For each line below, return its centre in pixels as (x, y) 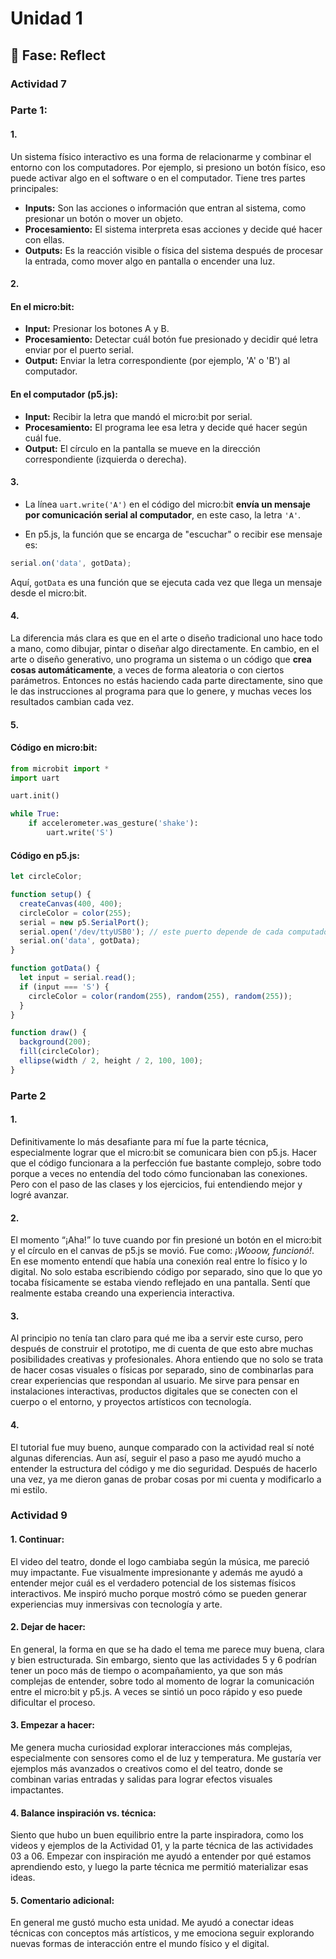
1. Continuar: (37, 1539)
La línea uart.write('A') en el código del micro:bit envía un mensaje (167, 504)
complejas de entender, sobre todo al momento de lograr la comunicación (162, 1681)
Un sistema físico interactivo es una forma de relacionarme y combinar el (161, 156)
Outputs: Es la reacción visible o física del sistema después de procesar (174, 250)
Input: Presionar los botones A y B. (97, 329)
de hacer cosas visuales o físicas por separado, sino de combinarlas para (162, 1370)
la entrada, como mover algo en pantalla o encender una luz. (150, 261)
